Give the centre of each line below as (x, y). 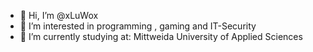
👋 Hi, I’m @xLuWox (59, 15)
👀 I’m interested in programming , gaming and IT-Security (138, 26)
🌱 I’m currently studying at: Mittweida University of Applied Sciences (161, 36)
